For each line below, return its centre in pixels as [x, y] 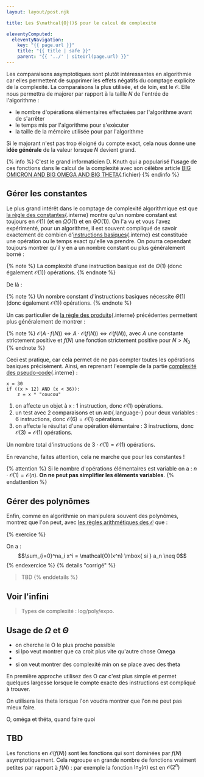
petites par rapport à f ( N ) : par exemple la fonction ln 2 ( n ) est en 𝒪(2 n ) [93, 768]
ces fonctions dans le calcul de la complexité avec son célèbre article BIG [99, 168]
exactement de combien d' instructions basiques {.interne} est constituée [97, 235]
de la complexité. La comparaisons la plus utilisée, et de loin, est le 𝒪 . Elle [98, 87]
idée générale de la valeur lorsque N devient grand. [71, 149]
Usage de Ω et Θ [37, 630]
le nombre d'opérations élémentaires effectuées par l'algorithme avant [104, 112]
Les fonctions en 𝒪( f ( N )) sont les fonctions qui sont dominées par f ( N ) [94, 753]
